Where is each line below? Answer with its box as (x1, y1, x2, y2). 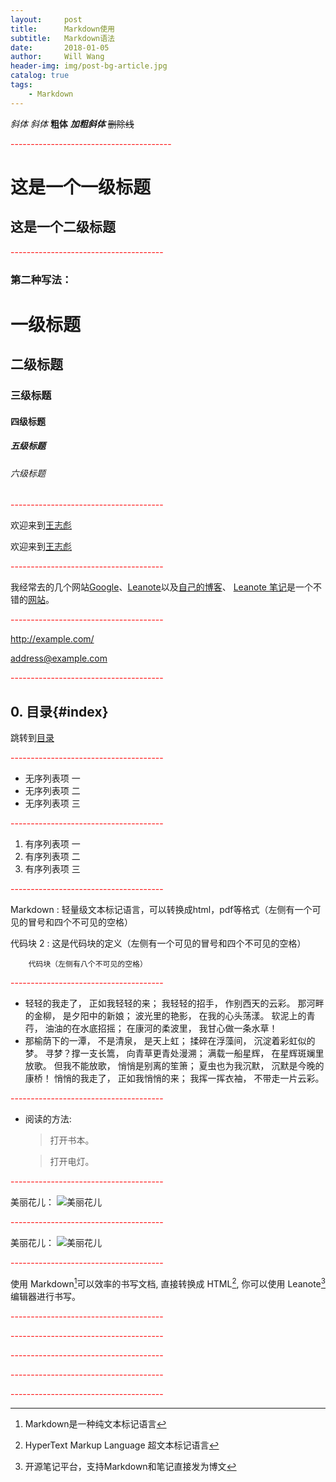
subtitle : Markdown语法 (10, 33, 115, 43)
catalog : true (10, 71, 70, 81)
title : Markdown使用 (10, 24, 115, 34)
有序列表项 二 (24, 851, 81, 863)
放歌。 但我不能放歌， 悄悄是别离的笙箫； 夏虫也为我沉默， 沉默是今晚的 (24, 1060, 325, 1072)
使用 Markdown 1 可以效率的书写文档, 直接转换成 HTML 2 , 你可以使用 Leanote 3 (10, 1276, 326, 1290)
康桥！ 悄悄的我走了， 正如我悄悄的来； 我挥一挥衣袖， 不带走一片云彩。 (24, 1072, 325, 1085)
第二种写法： (10, 272, 73, 286)
